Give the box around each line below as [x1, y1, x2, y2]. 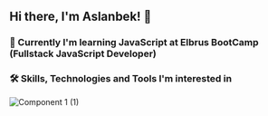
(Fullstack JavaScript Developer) [9, 47, 157, 60]
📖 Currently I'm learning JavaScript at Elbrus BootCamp [9, 36, 260, 49]
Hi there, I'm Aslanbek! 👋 [9, 9, 152, 24]
